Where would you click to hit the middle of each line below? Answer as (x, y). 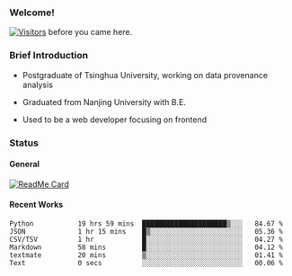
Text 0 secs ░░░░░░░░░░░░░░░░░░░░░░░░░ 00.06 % (146, 263)
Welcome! (32, 13)
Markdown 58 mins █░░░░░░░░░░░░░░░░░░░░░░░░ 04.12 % (146, 247)
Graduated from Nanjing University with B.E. (104, 102)
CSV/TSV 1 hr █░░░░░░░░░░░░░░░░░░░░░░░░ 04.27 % (146, 239)
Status (24, 143)
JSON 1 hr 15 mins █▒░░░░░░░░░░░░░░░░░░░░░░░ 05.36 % (146, 231)
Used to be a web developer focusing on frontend (115, 120)
